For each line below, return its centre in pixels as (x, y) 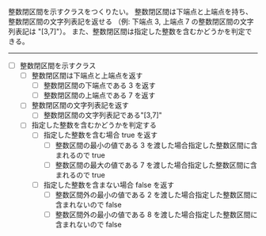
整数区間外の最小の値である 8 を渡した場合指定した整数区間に (156, 214)
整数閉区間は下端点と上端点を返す (87, 76)
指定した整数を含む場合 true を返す (101, 135)
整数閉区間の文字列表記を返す (80, 105)
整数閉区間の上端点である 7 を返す (99, 95)
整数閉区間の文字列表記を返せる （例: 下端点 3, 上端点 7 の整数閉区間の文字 (131, 21)
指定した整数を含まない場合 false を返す (109, 185)
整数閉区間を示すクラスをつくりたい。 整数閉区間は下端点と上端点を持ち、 (131, 11)
